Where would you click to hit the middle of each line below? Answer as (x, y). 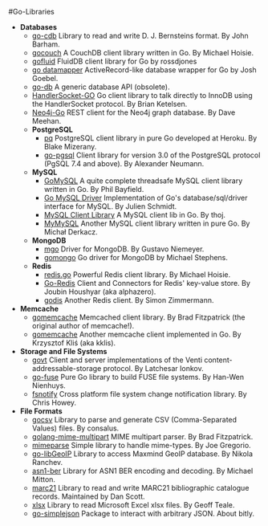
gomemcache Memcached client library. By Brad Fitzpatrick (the (139, 317)
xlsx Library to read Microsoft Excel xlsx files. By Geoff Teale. (133, 505)
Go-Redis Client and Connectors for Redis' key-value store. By (147, 283)
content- (218, 360)
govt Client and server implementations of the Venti (117, 360)
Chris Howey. (54, 402)
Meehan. (47, 121)
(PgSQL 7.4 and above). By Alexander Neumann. (124, 163)
